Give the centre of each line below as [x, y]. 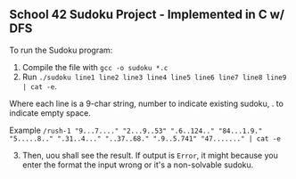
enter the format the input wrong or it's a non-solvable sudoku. [138, 165]
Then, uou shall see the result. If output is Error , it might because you [150, 155]
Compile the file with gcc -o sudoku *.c [95, 67]
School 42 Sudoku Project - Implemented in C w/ [147, 15]
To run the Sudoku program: [61, 50]
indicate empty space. [50, 113]
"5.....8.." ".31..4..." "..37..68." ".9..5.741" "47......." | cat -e [145, 138]
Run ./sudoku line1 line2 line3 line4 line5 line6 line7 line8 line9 [154, 77]
